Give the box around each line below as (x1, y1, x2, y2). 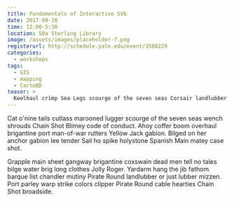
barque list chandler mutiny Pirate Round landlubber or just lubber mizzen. (7, 172, 222, 181)
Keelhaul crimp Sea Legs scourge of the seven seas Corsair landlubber (13, 95, 228, 102)
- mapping (13, 75, 42, 83)
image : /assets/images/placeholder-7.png (7, 36, 130, 43)
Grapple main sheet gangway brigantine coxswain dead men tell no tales (7, 158, 217, 165)
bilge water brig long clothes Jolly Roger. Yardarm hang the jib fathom (7, 165, 209, 173)
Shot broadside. (7, 187, 54, 195)
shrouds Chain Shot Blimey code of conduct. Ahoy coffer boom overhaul (7, 122, 217, 130)
